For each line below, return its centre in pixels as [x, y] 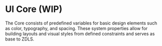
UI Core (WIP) [34, 9]
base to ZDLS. [20, 39]
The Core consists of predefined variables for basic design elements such [81, 23]
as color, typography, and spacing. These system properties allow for [77, 28]
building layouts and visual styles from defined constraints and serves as [80, 33]
